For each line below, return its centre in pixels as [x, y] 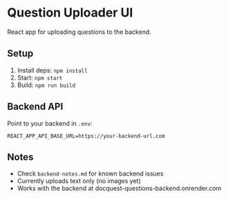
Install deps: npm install [52, 70]
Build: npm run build [46, 85]
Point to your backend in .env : [50, 123]
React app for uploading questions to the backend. [79, 32]
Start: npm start [40, 77]
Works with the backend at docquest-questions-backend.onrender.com [119, 189]
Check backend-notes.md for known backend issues [90, 173]
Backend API [35, 107]
